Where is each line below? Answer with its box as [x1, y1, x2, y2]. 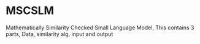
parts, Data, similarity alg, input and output [6, 30, 113, 37]
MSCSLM [6, 4, 55, 18]
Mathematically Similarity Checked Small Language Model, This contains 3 [6, 24, 194, 31]
